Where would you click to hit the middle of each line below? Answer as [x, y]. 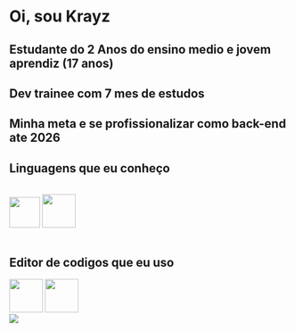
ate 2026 [35, 138]
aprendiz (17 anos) [61, 63]
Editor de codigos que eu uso [92, 262]
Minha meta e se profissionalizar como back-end [148, 124]
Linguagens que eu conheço [90, 168]
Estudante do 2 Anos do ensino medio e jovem [140, 50]
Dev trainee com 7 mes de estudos [107, 93]
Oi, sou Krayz [60, 17]
